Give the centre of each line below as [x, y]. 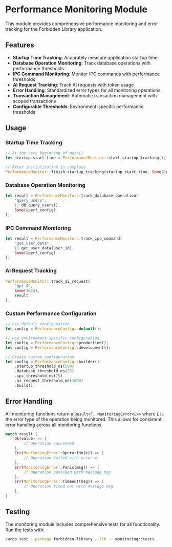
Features [20, 45]
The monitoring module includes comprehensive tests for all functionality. [83, 524]
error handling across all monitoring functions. [54, 425]
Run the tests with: [25, 530]
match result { [21, 434]
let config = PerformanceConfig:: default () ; [53, 329]
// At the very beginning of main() [44, 153]
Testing [18, 512]
